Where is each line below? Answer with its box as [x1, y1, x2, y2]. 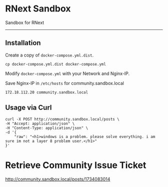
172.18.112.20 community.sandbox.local [5, 89, 88, 95]
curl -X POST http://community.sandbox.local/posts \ [5, 116, 120, 121]
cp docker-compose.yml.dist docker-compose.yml [5, 61, 106, 66]
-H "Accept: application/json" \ [5, 121, 75, 126]
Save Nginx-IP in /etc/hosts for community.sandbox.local [5, 80, 124, 86]
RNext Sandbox [5, 3, 71, 14]
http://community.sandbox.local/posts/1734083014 [5, 176, 110, 182]
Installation [5, 38, 41, 47]
